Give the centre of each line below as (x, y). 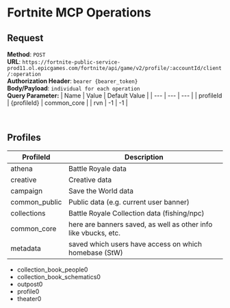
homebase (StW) (95, 252)
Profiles (24, 138)
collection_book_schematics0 (59, 276)
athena (22, 168)
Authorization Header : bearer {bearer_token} (73, 81)
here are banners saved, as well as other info (140, 224)
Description (144, 157)
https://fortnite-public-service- (72, 62)
